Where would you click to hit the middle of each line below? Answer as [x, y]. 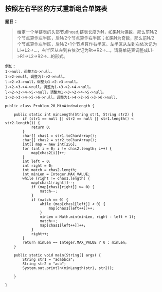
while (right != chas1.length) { [56, 178]
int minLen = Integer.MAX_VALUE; [56, 174]
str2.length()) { [23, 123]
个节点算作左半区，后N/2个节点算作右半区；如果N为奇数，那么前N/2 [86, 38]
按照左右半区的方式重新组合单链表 [56, 9]
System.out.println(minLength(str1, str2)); [68, 268]
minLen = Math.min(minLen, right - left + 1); [88, 217]
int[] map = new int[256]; [50, 144]
